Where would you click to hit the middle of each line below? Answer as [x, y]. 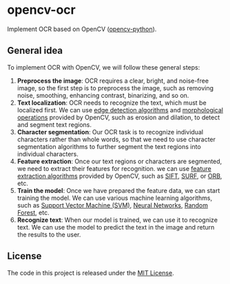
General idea [35, 51]
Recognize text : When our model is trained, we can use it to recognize [117, 220]
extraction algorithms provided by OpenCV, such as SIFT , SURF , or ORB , [119, 176]
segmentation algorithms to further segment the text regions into [109, 146]
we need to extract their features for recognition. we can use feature [114, 168]
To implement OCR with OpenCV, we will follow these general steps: [104, 67]
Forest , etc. [33, 212]
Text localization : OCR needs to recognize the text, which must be [112, 103]
